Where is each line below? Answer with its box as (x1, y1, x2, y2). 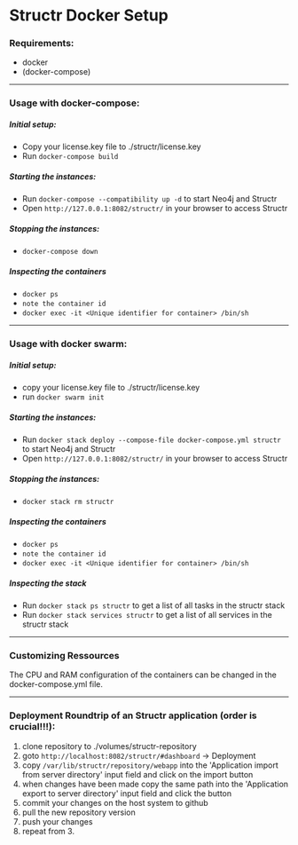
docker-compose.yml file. (9, 679, 104, 690)
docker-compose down (21, 248, 98, 257)
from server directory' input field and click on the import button (21, 769, 254, 779)
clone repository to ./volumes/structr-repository (21, 740, 197, 751)
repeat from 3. (21, 825, 75, 836)
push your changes (21, 816, 93, 826)
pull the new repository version (21, 807, 136, 817)
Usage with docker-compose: (9, 97, 140, 109)
